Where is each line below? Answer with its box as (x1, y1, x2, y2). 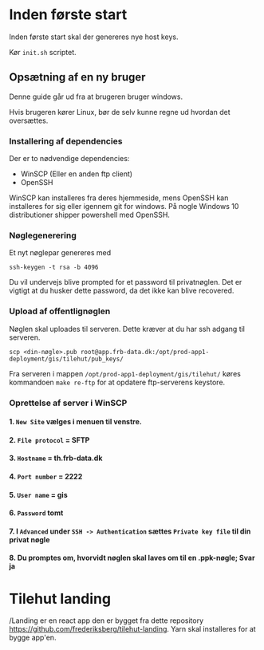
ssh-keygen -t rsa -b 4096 (9, 263, 99, 272)
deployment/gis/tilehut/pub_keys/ (9, 355, 124, 363)
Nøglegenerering (9, 230, 77, 241)
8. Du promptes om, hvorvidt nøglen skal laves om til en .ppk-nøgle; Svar (9, 553, 255, 563)
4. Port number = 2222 (9, 471, 83, 481)
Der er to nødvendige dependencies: (9, 154, 130, 163)
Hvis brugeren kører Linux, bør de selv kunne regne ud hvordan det (9, 107, 231, 116)
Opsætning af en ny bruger (9, 70, 146, 85)
